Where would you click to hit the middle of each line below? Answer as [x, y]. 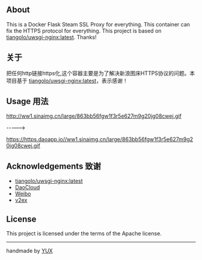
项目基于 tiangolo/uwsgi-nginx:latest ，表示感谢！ [67, 80]
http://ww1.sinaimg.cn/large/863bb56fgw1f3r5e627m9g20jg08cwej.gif [94, 116]
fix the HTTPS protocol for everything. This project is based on [84, 31]
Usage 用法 [28, 101]
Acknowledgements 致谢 [54, 166]
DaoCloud [27, 187]
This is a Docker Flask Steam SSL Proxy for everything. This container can [98, 24]
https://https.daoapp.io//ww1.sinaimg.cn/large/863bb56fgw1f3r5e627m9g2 [100, 139]
